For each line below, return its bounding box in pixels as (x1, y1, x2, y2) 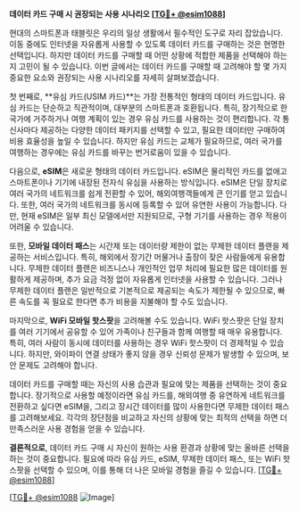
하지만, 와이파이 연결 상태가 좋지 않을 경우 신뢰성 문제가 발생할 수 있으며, (28, 349, 280, 359)
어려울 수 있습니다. (9, 222, 74, 232)
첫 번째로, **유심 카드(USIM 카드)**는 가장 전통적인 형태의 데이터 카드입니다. (9, 91, 277, 102)
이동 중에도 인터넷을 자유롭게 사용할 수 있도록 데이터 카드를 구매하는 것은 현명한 (9, 39, 286, 49)
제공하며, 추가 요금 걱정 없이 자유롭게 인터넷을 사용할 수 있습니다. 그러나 (32, 274, 283, 284)
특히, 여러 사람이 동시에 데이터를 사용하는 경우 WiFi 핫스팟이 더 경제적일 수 (9, 338, 268, 348)
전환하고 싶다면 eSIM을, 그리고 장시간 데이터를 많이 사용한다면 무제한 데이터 (9, 401, 274, 411)
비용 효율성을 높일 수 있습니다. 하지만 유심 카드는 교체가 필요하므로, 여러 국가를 (9, 136, 283, 146)
